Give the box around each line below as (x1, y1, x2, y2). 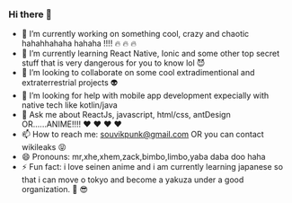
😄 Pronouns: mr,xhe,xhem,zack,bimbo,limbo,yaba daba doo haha (21, 152, 266, 163)
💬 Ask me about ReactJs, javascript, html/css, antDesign (21, 110, 231, 120)
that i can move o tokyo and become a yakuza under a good (21, 174, 244, 185)
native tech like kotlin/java (21, 100, 118, 110)
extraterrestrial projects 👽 (21, 77, 119, 88)
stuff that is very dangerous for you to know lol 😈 (21, 57, 206, 68)
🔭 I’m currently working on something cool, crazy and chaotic (21, 29, 250, 40)
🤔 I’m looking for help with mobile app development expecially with (21, 90, 270, 101)
